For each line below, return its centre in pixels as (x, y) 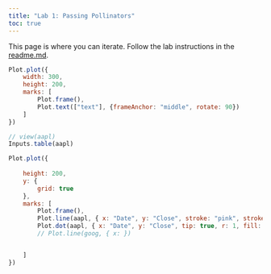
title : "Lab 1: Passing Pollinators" (72, 16)
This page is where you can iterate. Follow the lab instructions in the (122, 46)
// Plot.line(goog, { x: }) (84, 234)
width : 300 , (43, 77)
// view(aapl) (32, 137)
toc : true (25, 23)
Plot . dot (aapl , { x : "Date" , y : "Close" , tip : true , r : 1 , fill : (150, 226)
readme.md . (29, 55)
